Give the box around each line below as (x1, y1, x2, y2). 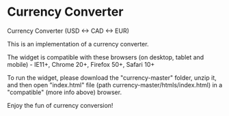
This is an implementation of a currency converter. (7, 40, 149, 48)
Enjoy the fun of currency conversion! (7, 101, 113, 109)
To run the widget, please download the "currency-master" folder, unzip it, (7, 73, 217, 82)
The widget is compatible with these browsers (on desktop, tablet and (7, 53, 204, 61)
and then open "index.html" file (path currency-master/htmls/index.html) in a (7, 81, 223, 89)
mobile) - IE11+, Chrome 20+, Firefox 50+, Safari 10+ (7, 60, 155, 68)
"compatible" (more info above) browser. (7, 88, 122, 96)
